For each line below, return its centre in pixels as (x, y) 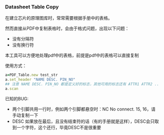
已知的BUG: (17, 98)
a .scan (12, 89)
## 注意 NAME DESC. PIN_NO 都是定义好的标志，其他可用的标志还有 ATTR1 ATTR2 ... (83, 84)
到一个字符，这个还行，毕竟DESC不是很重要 (57, 127)
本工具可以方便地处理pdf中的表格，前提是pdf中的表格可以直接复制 (72, 55)
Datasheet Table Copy (32, 7)
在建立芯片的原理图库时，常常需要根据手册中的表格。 (59, 18)
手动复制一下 (25, 115)
